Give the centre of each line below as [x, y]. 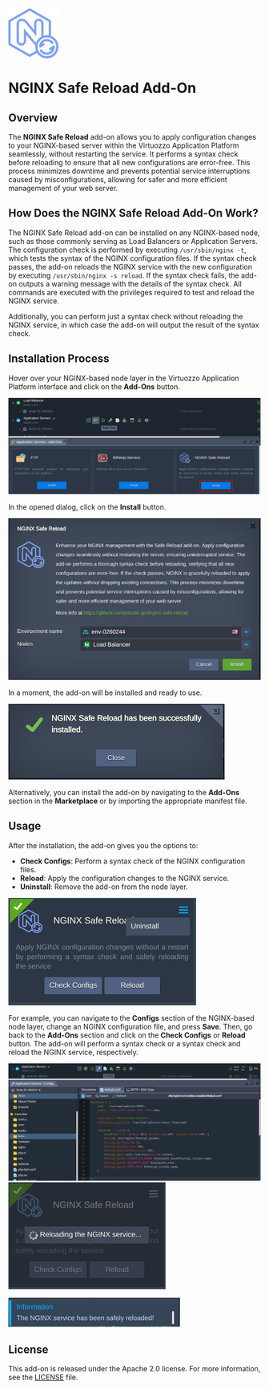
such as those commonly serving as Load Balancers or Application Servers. [133, 241]
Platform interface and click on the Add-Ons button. [94, 386]
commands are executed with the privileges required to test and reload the [131, 292]
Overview [33, 118]
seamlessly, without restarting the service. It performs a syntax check [123, 154]
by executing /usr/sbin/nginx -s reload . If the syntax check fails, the [124, 275]
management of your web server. [63, 188]
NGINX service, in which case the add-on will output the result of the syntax [134, 325]
